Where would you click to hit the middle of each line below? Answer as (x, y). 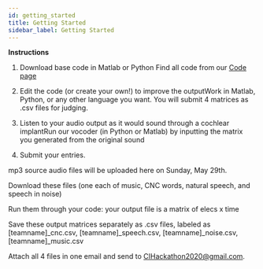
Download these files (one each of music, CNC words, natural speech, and (129, 186)
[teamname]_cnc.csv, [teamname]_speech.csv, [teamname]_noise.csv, (123, 233)
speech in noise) (35, 194)
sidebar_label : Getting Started (61, 30)
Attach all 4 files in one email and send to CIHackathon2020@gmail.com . (127, 256)
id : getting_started (42, 15)
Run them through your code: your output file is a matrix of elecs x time (124, 209)
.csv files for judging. (54, 108)
